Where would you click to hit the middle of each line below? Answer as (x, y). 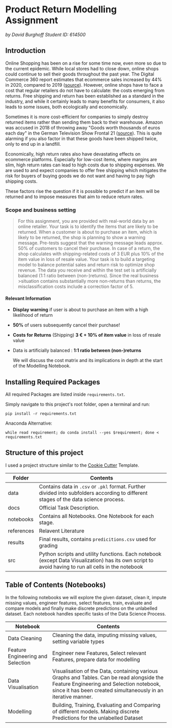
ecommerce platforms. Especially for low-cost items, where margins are (81, 159)
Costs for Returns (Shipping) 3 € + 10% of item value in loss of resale (87, 335)
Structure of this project (44, 453)
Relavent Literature (62, 531)
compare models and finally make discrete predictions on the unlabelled (81, 608)
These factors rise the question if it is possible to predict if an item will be (82, 191)
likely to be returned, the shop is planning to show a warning (82, 238)
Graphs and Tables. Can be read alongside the (108, 677)
